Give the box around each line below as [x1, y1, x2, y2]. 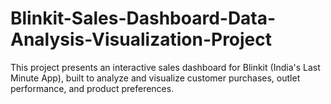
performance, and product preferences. [10, 82, 175, 94]
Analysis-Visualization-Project [10, 28, 273, 51]
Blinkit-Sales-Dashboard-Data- [10, 7, 277, 30]
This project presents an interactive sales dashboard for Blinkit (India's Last [10, 61, 321, 73]
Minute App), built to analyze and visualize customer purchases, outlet [10, 72, 301, 84]
